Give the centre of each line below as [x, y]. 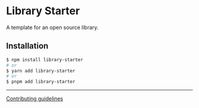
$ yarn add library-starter [41, 71]
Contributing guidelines [35, 99]
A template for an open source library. [52, 27]
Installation [27, 46]
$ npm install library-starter [45, 60]
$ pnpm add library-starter [41, 82]
